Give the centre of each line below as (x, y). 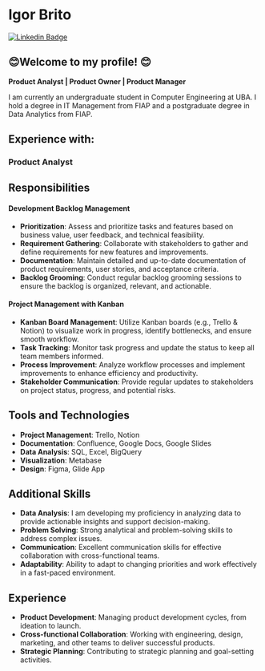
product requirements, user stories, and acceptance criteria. (119, 269)
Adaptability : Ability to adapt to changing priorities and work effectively (139, 564)
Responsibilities (49, 188)
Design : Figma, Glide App (62, 469)
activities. (36, 660)
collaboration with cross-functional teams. (90, 556)
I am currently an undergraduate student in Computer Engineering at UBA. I (132, 97)
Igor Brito (40, 15)
